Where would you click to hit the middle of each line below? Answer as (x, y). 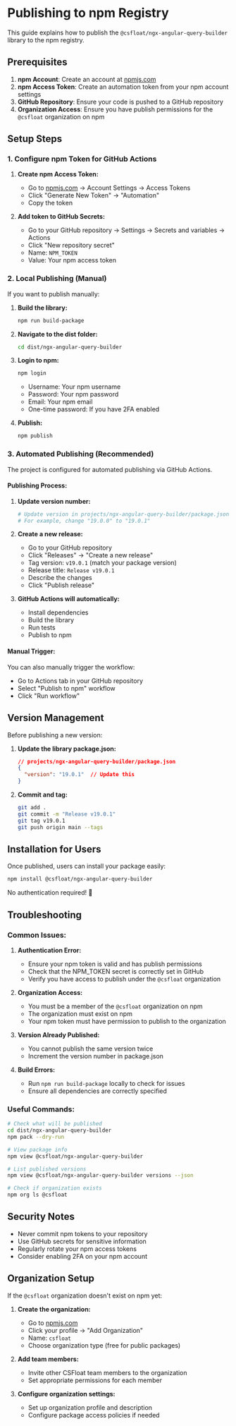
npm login (32, 373)
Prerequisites (37, 62)
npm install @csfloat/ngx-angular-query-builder (80, 879)
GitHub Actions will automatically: (68, 599)
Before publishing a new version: (55, 735)
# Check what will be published (55, 1124)
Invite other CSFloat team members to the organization (107, 1372)
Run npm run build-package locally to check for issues (106, 1083)
